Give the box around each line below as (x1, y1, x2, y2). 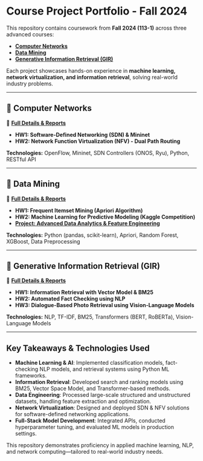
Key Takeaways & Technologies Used (6, 343, 150, 353)
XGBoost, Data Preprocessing (6, 237, 80, 245)
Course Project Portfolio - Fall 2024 (6, 4, 187, 18)
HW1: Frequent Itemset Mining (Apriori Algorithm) (14, 207, 143, 214)
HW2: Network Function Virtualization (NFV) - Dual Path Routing (14, 138, 181, 145)
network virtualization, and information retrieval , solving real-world (6, 73, 178, 81)
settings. (14, 430, 37, 437)
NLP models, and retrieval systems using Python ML (39, 365, 170, 373)
